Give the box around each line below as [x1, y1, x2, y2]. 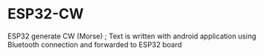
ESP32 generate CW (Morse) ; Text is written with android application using [7, 31, 257, 41]
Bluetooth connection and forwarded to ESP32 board [7, 39, 182, 49]
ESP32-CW [7, 5, 85, 23]
